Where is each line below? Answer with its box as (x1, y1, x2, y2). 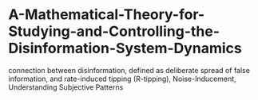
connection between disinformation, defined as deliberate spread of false (8, 65, 250, 75)
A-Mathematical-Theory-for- (8, 6, 205, 24)
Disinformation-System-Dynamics (8, 40, 242, 57)
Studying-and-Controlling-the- (8, 22, 220, 40)
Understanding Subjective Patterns (8, 82, 124, 92)
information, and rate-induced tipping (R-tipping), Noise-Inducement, (8, 74, 237, 83)
